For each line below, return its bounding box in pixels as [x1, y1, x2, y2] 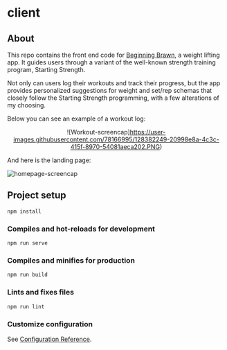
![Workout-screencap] [66, 128, 130, 136]
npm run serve [7, 240, 48, 247]
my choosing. [7, 101, 46, 109]
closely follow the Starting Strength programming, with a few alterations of [7, 94, 219, 102]
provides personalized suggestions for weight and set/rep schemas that [7, 87, 212, 94]
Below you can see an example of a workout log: [7, 114, 146, 123]
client [7, 5, 41, 21]
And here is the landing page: [7, 156, 91, 164]
